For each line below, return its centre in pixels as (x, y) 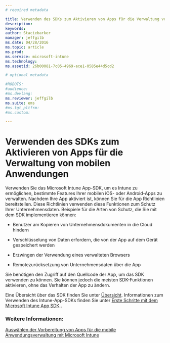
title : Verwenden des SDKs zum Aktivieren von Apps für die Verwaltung (82, 19)
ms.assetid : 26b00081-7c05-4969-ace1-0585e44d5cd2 (60, 66)
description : (19, 24)
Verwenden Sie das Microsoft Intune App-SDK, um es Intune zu (71, 188)
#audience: (17, 89)
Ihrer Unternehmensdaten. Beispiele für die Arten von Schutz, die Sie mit (81, 210)
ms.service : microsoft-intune (37, 57)
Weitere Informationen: (35, 319)
